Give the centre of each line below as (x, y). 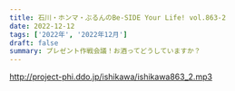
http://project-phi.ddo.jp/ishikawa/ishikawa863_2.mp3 (111, 77)
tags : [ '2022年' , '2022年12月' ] (69, 34)
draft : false (34, 43)
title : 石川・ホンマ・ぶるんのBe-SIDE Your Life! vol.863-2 (118, 18)
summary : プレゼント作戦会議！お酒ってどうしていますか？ (105, 51)
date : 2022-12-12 (42, 26)
